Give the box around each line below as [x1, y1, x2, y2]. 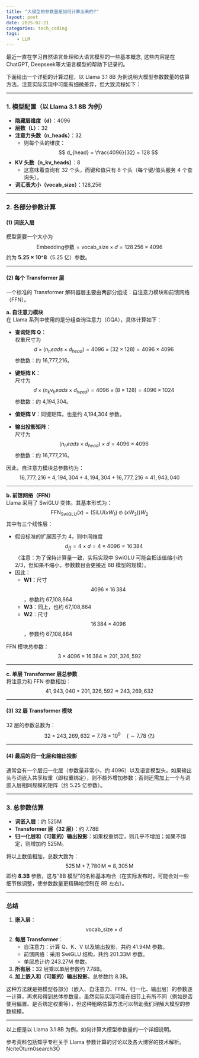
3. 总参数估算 [6, 803, 44, 811]
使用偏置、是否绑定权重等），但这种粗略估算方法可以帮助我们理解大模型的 [6, 1000, 185, 1008]
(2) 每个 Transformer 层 [6, 274, 65, 282]
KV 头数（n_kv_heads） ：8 [14, 159, 81, 166]
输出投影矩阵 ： [14, 423, 52, 431]
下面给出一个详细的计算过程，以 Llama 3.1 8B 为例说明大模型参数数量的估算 [6, 74, 190, 80]
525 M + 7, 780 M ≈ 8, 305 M [65, 862, 134, 869]
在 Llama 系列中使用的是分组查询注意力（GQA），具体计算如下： [6, 316, 162, 323]
